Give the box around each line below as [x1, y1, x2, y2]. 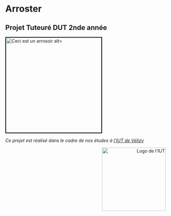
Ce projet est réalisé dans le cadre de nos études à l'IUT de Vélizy [5, 137, 144, 143]
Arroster [5, 3, 42, 15]
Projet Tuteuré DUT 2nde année [5, 23, 107, 32]
